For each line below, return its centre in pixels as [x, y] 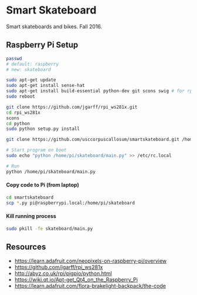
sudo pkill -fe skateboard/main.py [50, 229]
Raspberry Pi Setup [42, 45]
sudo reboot [21, 96]
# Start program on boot [36, 150]
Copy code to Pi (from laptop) [43, 185]
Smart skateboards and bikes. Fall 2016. [54, 26]
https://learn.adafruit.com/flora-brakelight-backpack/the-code [90, 286]
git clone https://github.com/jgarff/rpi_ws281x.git [72, 107]
